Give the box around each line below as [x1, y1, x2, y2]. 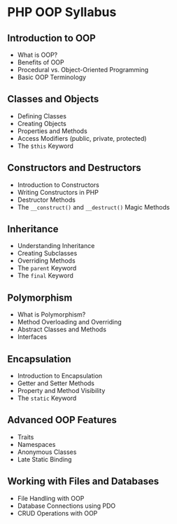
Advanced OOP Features [7, 414, 118, 426]
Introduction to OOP [7, 32, 96, 44]
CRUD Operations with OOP [17, 509, 98, 517]
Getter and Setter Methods [17, 379, 95, 387]
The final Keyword [17, 271, 73, 280]
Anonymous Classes [17, 448, 77, 456]
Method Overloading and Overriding [17, 318, 122, 326]
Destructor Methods [17, 195, 76, 204]
